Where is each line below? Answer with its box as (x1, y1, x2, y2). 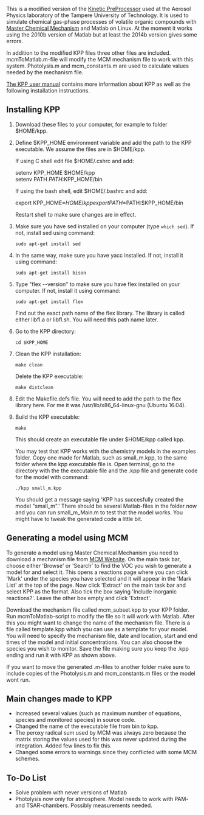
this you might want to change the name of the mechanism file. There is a (6, 619, 190, 626)
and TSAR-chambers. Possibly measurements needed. (15, 802, 153, 809)
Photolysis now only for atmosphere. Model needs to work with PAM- (15, 796, 189, 803)
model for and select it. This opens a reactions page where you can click (6, 568, 188, 576)
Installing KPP (6, 105, 61, 115)
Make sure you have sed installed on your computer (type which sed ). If (15, 222, 194, 230)
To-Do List (6, 772, 47, 783)
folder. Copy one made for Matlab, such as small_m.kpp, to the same (15, 453, 187, 461)
